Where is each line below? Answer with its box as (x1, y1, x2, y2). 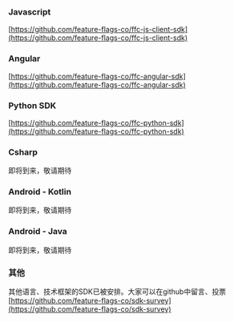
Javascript (8, 6, 51, 18)
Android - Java (8, 226, 68, 237)
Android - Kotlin (8, 187, 72, 198)
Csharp (8, 147, 38, 158)
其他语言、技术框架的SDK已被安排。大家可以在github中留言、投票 (8, 287, 227, 296)
